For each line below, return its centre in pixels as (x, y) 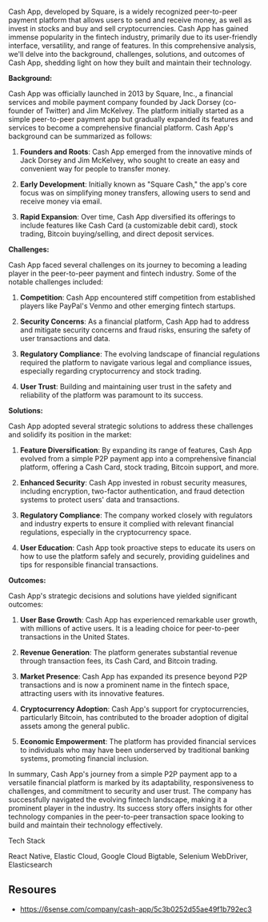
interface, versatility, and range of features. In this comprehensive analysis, (132, 46)
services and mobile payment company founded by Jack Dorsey (115, 102)
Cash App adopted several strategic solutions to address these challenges (131, 426)
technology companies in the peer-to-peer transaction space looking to (126, 817)
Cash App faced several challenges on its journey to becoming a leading (128, 265)
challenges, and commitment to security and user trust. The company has (130, 791)
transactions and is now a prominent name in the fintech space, (124, 685)
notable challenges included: (56, 282)
